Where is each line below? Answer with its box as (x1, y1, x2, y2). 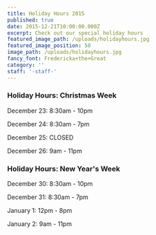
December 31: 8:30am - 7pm (7, 193, 88, 201)
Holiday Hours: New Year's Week (7, 164, 121, 173)
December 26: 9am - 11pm (7, 147, 83, 155)
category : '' (7, 62, 45, 68)
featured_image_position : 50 (7, 42, 91, 49)
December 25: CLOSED (7, 133, 74, 142)
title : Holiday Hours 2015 (7, 10, 85, 17)
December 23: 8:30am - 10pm (7, 106, 93, 115)
